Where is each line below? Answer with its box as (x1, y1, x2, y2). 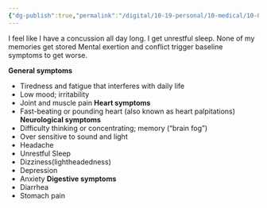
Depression (19, 165, 58, 175)
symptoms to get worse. (8, 50, 88, 60)
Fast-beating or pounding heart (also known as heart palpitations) (19, 106, 236, 116)
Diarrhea (19, 182, 49, 191)
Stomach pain (19, 191, 66, 200)
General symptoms (8, 65, 73, 75)
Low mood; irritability (19, 89, 90, 99)
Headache (19, 140, 54, 149)
